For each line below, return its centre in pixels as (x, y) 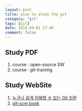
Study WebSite (28, 85)
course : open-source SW (38, 64)
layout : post (18, 10)
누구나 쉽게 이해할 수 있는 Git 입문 (44, 98)
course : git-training (32, 70)
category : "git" (22, 19)
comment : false (21, 33)
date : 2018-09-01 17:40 (29, 28)
